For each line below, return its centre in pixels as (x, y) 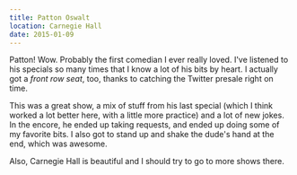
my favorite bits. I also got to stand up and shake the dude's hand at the (142, 135)
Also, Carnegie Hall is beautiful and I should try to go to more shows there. (147, 162)
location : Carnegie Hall (56, 26)
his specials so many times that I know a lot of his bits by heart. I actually (144, 69)
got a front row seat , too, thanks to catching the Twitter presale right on (141, 79)
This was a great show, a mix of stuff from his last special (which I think (141, 106)
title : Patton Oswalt (50, 17)
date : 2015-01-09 (42, 34)
